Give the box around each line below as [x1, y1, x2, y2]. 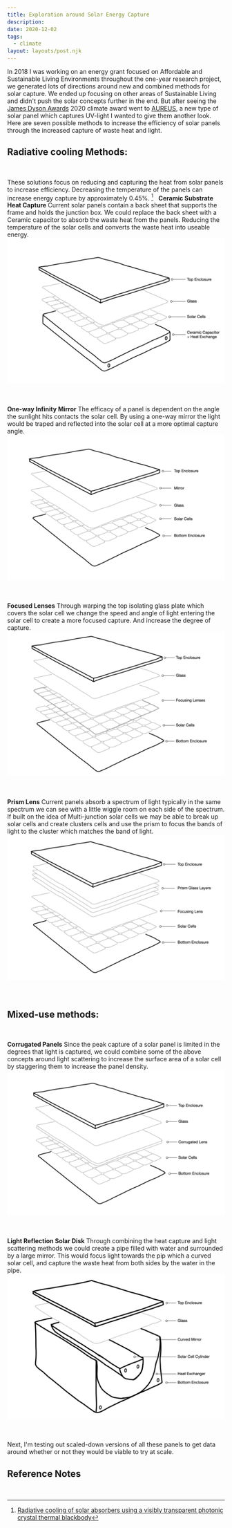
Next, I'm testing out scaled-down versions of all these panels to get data [7, 1440, 216, 1448]
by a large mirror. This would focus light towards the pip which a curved [7, 1251, 212, 1260]
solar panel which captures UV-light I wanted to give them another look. [7, 111, 212, 120]
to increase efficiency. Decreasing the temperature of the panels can [7, 185, 203, 194]
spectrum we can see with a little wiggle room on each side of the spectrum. [7, 805, 225, 814]
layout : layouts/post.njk [7, 48, 81, 55]
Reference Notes [7, 1468, 81, 1480]
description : [7, 18, 45, 26]
